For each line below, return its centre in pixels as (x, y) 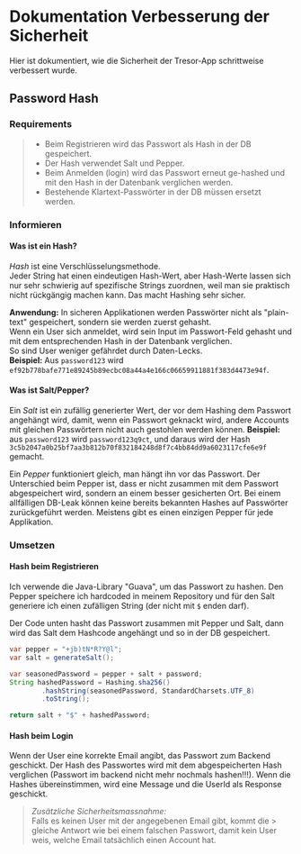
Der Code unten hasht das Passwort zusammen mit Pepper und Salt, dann (147, 623)
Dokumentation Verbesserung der (139, 17)
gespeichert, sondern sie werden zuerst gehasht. (120, 322)
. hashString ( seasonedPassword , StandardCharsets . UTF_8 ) (148, 691)
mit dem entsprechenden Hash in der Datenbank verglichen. (121, 341)
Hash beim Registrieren (54, 567)
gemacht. (27, 456)
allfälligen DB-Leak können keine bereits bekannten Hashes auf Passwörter (149, 503)
